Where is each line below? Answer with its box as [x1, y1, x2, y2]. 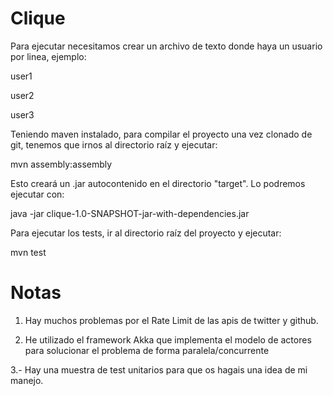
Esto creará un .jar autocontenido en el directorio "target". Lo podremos [10, 177, 306, 189]
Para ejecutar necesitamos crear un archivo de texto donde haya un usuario [10, 40, 323, 52]
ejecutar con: [10, 188, 65, 200]
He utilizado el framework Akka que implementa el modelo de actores [24, 333, 312, 346]
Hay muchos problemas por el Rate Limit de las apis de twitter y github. [24, 314, 319, 326]
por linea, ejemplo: [10, 50, 87, 62]
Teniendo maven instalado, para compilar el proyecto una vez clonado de [10, 128, 313, 140]
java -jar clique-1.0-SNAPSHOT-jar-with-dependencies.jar [10, 207, 250, 219]
